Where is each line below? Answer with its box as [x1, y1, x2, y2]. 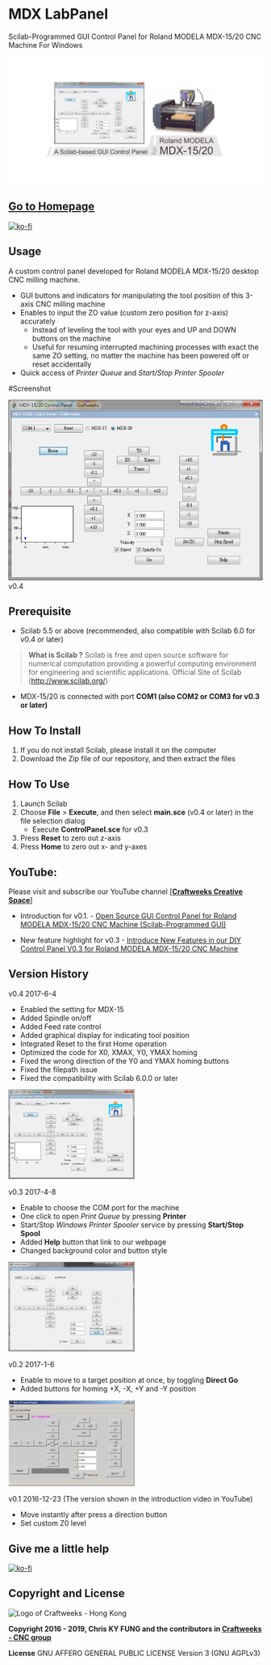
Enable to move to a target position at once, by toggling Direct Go [19, 1375, 239, 1385]
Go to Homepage [8, 200, 95, 214]
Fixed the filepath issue [19, 1065, 98, 1074]
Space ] [8, 895, 33, 905]
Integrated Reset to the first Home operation [19, 1039, 167, 1049]
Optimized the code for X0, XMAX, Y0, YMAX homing [19, 1047, 198, 1057]
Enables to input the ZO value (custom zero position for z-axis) [19, 307, 228, 317]
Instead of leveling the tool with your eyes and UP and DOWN [31, 324, 236, 334]
